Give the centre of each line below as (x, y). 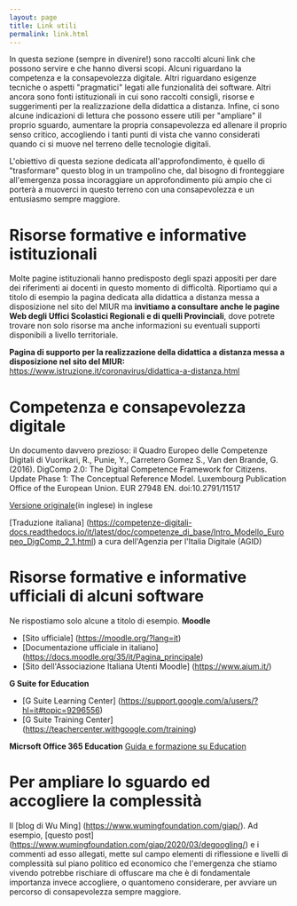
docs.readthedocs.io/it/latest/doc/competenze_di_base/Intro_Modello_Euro (147, 532)
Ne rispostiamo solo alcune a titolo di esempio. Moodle (110, 621)
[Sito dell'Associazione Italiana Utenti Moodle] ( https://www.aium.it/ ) (147, 666)
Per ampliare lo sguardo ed (110, 782)
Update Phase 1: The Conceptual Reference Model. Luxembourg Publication (148, 479)
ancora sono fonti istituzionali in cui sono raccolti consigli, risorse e (132, 97)
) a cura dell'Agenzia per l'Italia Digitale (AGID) (177, 542)
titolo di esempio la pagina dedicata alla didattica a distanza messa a (134, 298)
